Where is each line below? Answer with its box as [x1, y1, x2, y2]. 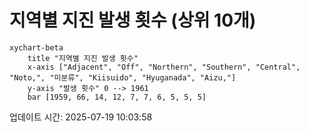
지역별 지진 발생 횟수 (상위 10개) [9, 9, 257, 32]
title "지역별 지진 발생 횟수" [27, 53, 139, 63]
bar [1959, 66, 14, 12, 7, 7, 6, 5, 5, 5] [27, 92, 207, 102]
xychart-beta [9, 42, 64, 53]
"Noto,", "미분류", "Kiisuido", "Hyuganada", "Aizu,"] [9, 72, 237, 83]
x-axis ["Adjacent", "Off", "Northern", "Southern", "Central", [27, 62, 301, 72]
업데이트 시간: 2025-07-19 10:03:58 [9, 111, 153, 123]
